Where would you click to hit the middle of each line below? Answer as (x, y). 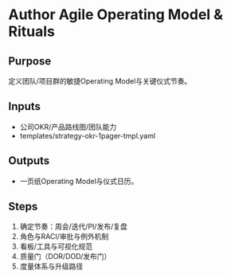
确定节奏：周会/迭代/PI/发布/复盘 (73, 227)
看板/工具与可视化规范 (56, 247)
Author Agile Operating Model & (116, 15)
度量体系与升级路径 (51, 266)
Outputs (29, 161)
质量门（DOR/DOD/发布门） (65, 256)
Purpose (30, 61)
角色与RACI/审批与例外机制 (64, 237)
